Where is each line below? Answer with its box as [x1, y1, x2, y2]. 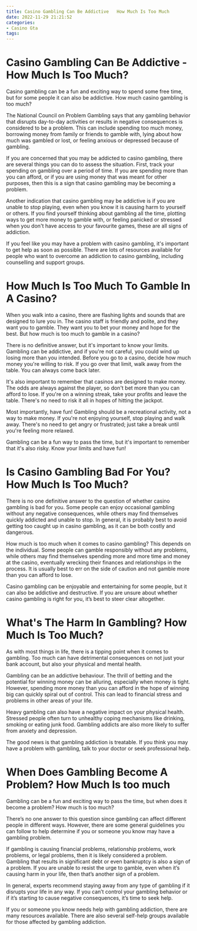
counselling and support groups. [6, 259, 85, 266]
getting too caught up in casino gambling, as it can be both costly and [6, 522, 175, 529]
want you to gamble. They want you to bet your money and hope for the [6, 324, 181, 331]
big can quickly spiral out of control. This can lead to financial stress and [6, 691, 182, 698]
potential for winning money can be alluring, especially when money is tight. [6, 678, 191, 685]
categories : [6, 19, 35, 25]
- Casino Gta [6, 25, 38, 31]
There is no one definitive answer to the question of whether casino [6, 497, 171, 504]
